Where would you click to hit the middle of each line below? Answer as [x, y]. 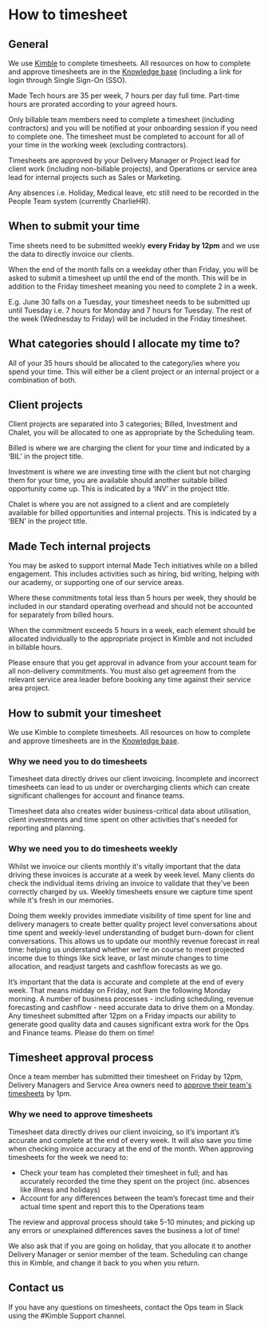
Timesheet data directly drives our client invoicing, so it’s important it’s [124, 1132]
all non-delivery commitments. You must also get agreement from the [122, 671]
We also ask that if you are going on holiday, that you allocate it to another [130, 1246]
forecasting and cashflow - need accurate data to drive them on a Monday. [132, 1007]
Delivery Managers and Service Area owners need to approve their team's [130, 1085]
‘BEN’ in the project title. [48, 521]
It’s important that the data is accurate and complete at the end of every [126, 981]
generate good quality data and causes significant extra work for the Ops [129, 1024]
